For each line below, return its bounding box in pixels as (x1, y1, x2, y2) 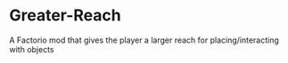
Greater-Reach (9, 5, 122, 26)
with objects (9, 43, 54, 54)
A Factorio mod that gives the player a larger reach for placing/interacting (9, 35, 279, 45)
